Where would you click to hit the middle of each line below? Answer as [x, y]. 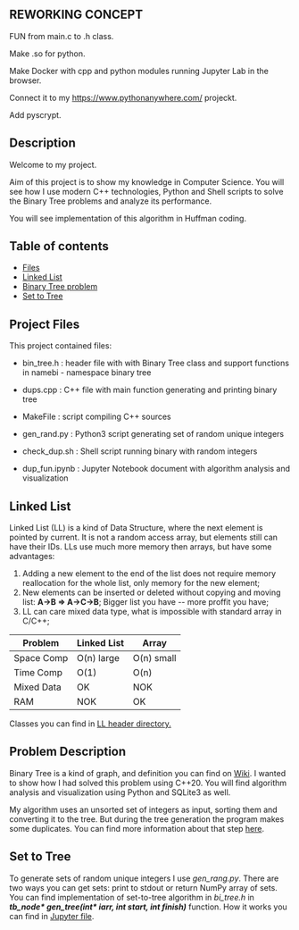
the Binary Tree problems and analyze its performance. [111, 201]
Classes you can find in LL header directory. [91, 724]
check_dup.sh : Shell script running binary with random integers [140, 451]
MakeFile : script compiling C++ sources [96, 417]
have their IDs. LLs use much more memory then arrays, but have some [141, 547]
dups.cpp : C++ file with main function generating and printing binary [149, 390]
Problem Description [68, 752]
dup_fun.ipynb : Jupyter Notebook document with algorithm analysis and [156, 469]
